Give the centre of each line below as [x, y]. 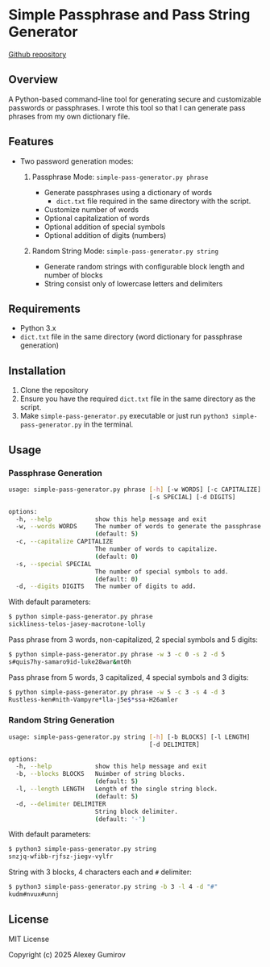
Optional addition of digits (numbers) [105, 235]
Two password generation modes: [77, 161]
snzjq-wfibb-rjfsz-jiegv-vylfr [61, 857]
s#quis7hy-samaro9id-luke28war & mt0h [70, 662]
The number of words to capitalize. [156, 549]
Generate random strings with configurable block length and [144, 266]
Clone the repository [54, 390]
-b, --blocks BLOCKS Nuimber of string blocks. [100, 774]
